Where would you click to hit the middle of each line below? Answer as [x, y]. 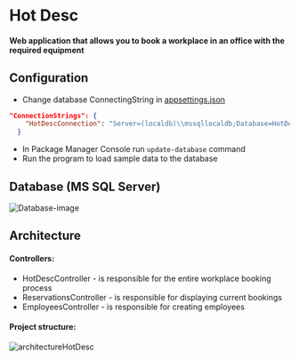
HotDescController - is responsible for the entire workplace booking [146, 278]
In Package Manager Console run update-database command [134, 149]
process [37, 288]
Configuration [49, 78]
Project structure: [43, 327]
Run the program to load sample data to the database [120, 159]
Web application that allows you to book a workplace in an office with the [147, 40]
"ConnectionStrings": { [53, 116]
